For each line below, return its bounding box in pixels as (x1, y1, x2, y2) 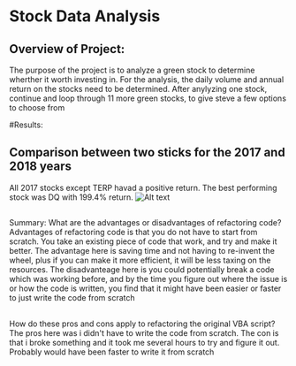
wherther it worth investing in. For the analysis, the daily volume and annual (9, 74, 285, 85)
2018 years (9, 159, 72, 174)
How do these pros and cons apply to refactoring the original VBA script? (9, 318, 276, 329)
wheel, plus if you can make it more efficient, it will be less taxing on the (9, 255, 271, 266)
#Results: (9, 119, 43, 130)
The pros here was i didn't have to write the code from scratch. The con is (9, 327, 279, 338)
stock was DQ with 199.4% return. (9, 192, 134, 202)
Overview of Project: (9, 42, 125, 57)
